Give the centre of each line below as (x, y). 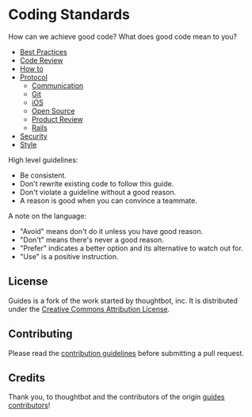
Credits (27, 378)
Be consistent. (43, 175)
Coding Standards (69, 15)
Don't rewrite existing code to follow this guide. (97, 183)
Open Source (53, 111)
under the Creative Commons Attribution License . (89, 309)
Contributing (40, 334)
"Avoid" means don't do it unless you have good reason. (111, 231)
